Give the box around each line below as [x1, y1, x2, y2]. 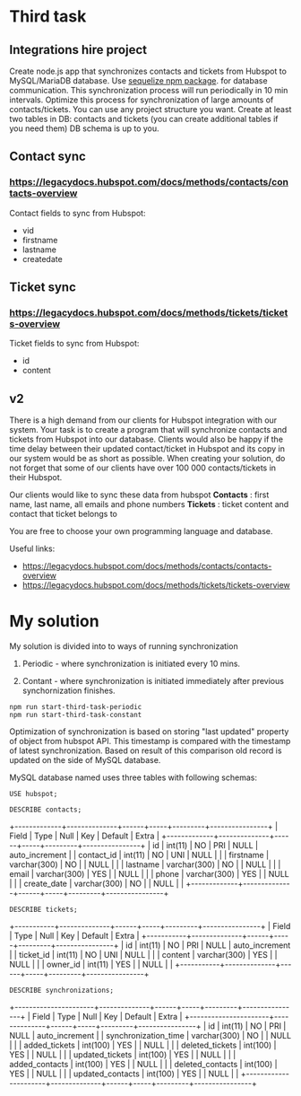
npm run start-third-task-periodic [9, 703, 142, 712]
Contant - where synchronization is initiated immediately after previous [21, 676, 285, 687]
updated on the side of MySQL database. [9, 755, 161, 766]
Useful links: [9, 543, 56, 554]
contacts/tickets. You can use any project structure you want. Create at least [9, 104, 292, 114]
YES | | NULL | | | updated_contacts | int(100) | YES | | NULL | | [9, 1068, 239, 1079]
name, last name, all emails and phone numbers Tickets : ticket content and [9, 499, 289, 510]
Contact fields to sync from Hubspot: [9, 207, 146, 218]
